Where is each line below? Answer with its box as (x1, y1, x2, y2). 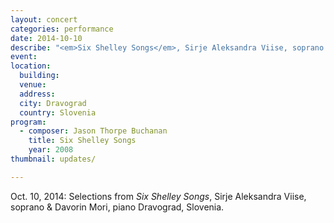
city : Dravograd (19, 98, 87, 108)
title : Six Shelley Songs (28, 136, 137, 146)
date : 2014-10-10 (10, 33, 83, 43)
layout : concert (10, 14, 78, 25)
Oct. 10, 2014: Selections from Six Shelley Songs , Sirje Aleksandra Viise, (10, 190, 307, 202)
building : (19, 71, 60, 81)
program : (10, 117, 47, 127)
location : (10, 61, 52, 71)
